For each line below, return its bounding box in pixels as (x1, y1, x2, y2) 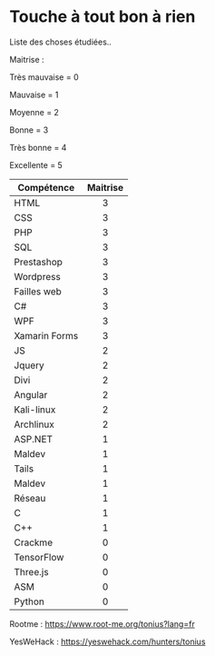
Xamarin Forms (14, 329, 79, 342)
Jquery (14, 359, 44, 372)
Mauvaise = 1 (9, 89, 59, 100)
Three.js (14, 565, 49, 578)
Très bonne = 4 (9, 142, 67, 153)
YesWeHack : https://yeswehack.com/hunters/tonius (9, 636, 206, 647)
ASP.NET (14, 432, 53, 445)
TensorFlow (14, 551, 64, 563)
